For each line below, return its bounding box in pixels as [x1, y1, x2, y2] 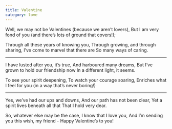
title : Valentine [5, 7, 42, 13]
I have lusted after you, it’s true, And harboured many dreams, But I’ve [5, 62, 153, 68]
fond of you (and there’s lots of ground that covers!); [5, 32, 116, 38]
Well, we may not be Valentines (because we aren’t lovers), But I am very [5, 26, 159, 32]
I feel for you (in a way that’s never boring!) [5, 82, 96, 88]
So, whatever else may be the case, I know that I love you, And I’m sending [5, 112, 163, 118]
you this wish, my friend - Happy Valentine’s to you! [5, 118, 114, 124]
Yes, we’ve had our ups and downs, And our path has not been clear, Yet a [5, 97, 162, 103]
